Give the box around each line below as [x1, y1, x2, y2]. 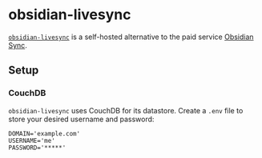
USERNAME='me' [8, 136, 56, 144]
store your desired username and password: [8, 114, 155, 124]
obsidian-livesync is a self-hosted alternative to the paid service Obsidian [8, 32, 254, 41]
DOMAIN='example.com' [8, 129, 81, 137]
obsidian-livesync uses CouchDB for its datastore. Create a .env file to [8, 105, 244, 115]
